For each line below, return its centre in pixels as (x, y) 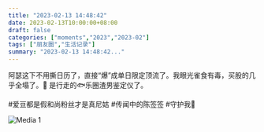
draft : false (30, 30)
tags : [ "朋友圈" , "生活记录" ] (52, 45)
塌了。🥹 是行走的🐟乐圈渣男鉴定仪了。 (85, 85)
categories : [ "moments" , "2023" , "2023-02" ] (79, 37)
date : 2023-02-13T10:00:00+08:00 (63, 23)
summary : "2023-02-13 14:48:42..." (67, 52)
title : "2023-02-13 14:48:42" (58, 15)
